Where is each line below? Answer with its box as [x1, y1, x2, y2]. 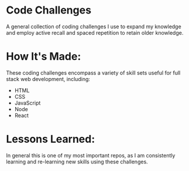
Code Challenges [6, 4, 92, 17]
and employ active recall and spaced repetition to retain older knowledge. [6, 29, 184, 36]
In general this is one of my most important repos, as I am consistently [6, 152, 176, 159]
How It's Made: [6, 50, 81, 63]
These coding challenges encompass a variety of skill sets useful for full [6, 69, 181, 76]
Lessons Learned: [6, 133, 95, 146]
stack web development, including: [6, 75, 91, 82]
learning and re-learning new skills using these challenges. [6, 158, 148, 165]
